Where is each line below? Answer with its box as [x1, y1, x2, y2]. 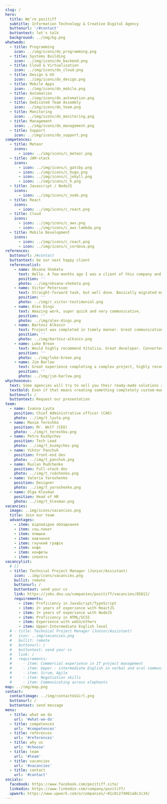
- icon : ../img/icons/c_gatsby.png [18, 165, 92, 170]
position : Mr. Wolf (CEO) [14, 424, 68, 429]
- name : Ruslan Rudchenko [9, 462, 64, 467]
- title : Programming [9, 44, 55, 49]
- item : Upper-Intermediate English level [18, 624, 108, 629]
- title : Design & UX [9, 72, 55, 77]
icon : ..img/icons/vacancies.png [14, 573, 83, 578]
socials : [5, 777, 23, 782]
